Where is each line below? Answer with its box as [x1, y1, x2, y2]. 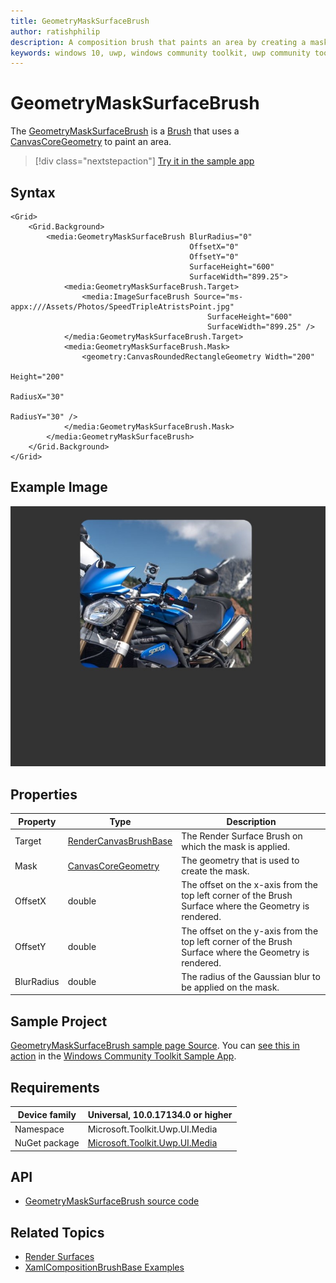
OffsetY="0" [189, 252, 240, 262]
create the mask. [181, 865, 250, 877]
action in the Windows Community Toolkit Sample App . [10, 1050, 237, 1062]
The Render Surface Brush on [181, 830, 303, 842]
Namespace [14, 1123, 65, 1135]
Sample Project [10, 1013, 108, 1030]
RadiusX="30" [10, 392, 65, 402]
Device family [17, 1108, 77, 1120]
